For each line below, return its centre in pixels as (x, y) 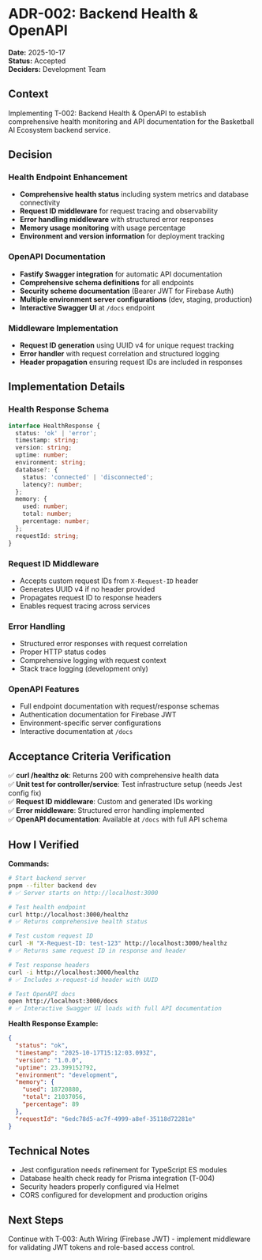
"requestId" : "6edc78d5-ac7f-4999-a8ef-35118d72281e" (105, 1119)
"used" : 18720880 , (52, 1090)
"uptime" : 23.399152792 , (56, 1067)
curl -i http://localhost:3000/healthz (74, 972)
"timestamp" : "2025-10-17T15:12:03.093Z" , (86, 1053)
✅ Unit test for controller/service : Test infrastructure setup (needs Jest (125, 784)
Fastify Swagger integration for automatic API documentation (121, 274)
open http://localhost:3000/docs (63, 1001)
